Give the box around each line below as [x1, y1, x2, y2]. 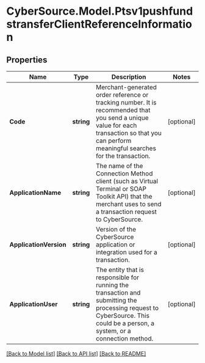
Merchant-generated [95, 83, 157, 91]
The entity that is [95, 266, 145, 274]
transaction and [95, 288, 141, 297]
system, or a [95, 327, 131, 335]
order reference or [95, 90, 149, 99]
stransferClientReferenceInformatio [6, 17, 192, 31]
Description [111, 73, 146, 81]
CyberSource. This [95, 312, 149, 320]
